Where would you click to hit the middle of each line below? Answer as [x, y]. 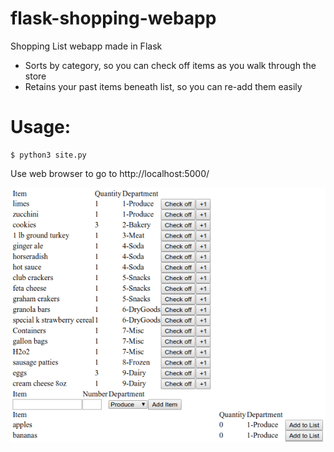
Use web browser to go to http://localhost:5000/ [110, 173]
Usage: [41, 127]
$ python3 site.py [48, 155]
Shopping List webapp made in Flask [86, 46]
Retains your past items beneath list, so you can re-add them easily [163, 86]
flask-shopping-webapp [113, 18]
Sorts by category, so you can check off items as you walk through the [170, 65]
